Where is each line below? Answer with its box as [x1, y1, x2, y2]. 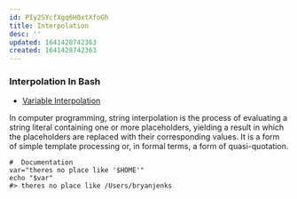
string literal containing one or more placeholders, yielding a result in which [9, 122, 285, 133]
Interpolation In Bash [9, 76, 101, 88]
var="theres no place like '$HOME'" [9, 166, 145, 175]
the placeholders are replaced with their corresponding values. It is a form [9, 131, 280, 142]
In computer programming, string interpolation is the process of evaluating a [9, 113, 288, 123]
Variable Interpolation [21, 95, 101, 107]
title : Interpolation [9, 21, 90, 30]
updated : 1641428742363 [9, 37, 98, 47]
